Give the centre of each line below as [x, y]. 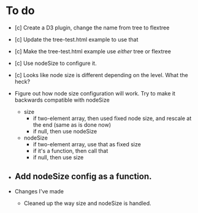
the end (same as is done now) [72, 125]
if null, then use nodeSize [65, 131]
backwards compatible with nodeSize [62, 100]
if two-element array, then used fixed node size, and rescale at [112, 118]
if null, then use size [58, 157]
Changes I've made [39, 191]
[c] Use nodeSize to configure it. [55, 63]
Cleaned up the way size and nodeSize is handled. [87, 203]
